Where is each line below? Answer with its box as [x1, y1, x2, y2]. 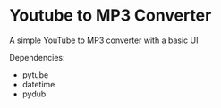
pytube [21, 69, 49, 80]
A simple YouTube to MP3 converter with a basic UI [9, 35, 199, 46]
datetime [21, 79, 55, 89]
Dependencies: [9, 52, 65, 62]
